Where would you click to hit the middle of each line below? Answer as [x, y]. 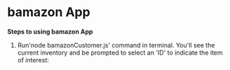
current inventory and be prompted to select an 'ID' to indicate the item [120, 52]
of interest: [33, 59]
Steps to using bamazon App [50, 31]
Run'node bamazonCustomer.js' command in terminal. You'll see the [116, 45]
